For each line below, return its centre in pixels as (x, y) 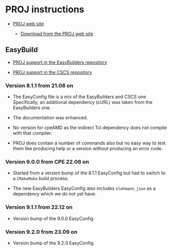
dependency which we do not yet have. (54, 194)
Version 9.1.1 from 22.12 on (39, 207)
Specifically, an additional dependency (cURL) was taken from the (83, 102)
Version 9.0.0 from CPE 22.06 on (47, 162)
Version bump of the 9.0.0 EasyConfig (53, 218)
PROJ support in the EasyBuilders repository (60, 62)
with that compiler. (32, 133)
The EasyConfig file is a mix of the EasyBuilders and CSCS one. (80, 97)
